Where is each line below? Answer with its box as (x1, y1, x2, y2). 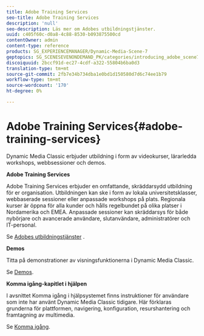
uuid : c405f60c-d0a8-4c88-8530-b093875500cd (6, 32, 121, 38)
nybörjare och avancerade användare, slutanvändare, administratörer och (6, 214, 191, 222)
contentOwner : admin (6, 37, 59, 43)
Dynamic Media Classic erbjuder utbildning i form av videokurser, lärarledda (6, 153, 197, 160)
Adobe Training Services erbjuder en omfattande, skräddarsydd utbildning (6, 182, 192, 190)
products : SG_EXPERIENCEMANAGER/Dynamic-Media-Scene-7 (6, 49, 148, 55)
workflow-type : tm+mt (6, 77, 61, 83)
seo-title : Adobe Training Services (6, 15, 99, 21)
